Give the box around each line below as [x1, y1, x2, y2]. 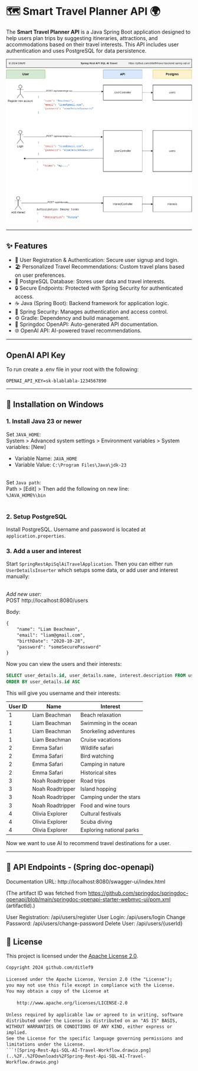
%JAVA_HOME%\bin [6, 492, 46, 499]
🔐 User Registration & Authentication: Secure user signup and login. [14, 257, 179, 264]
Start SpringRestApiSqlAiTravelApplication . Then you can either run [6, 560, 173, 568]
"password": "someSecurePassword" [16, 644, 101, 651]
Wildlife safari [80, 744, 114, 751]
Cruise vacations [80, 736, 122, 743]
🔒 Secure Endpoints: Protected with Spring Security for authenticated [14, 284, 183, 292]
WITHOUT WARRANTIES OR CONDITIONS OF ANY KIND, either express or [6, 1024, 173, 1030]
